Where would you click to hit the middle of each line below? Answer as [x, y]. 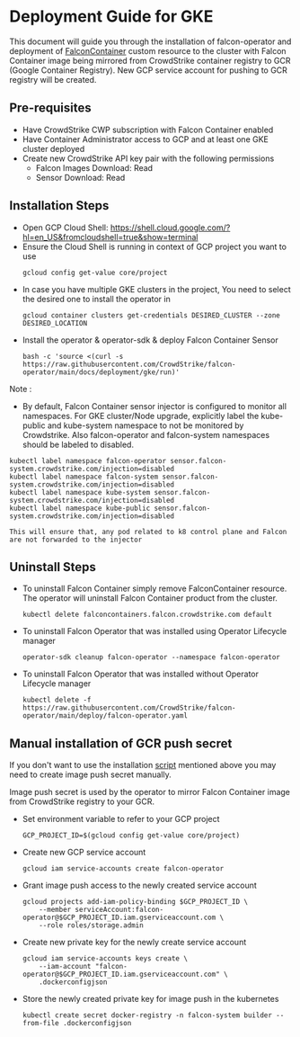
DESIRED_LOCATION [55, 323]
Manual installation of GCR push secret [121, 743]
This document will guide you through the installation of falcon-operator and [150, 41]
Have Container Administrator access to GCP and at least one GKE [146, 139]
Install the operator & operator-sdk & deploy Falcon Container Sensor [150, 340]
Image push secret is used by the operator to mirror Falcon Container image [150, 792]
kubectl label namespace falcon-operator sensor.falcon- [118, 460]
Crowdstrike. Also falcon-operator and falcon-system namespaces [146, 434]
